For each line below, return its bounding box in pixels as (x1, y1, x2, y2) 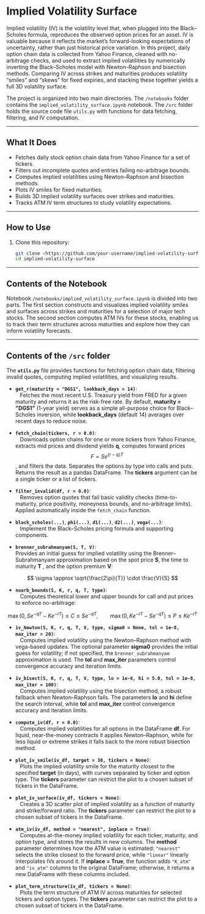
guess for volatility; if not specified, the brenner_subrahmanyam (15, 649, 170, 657)
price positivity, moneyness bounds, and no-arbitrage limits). (38, 500, 192, 507)
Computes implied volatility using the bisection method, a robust (20, 687, 182, 694)
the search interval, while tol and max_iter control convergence (15, 700, 176, 708)
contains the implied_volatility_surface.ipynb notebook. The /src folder (6, 101, 193, 108)
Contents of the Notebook (6, 279, 107, 289)
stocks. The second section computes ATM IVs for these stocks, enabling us (6, 314, 199, 321)
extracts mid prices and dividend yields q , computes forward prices (15, 442, 185, 449)
